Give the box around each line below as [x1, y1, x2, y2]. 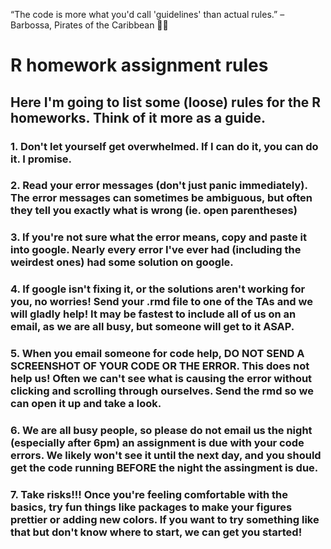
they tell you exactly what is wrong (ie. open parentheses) [10, 204, 298, 218]
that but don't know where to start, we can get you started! [10, 525, 303, 539]
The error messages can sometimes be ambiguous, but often [10, 191, 313, 205]
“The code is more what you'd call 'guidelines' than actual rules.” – [10, 9, 285, 20]
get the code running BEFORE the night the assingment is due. [10, 461, 319, 475]
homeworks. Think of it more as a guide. [10, 109, 266, 126]
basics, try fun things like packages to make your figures [10, 500, 293, 514]
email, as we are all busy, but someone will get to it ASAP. [10, 320, 295, 334]
